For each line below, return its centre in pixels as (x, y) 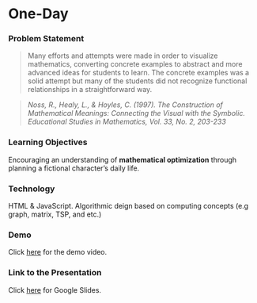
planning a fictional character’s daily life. (74, 168)
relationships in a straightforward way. (90, 90)
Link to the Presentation (55, 273)
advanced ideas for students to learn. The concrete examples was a (138, 73)
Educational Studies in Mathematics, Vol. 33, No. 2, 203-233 (127, 122)
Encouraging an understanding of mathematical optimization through (123, 159)
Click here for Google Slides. (55, 290)
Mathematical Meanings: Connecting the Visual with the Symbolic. (136, 113)
